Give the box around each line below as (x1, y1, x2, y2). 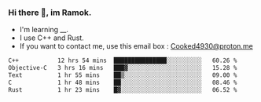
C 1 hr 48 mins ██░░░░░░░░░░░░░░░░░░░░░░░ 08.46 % (8, 78, 237, 86)
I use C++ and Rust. (19, 33, 84, 42)
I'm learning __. (19, 25, 69, 35)
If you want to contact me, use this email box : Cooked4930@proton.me (19, 42, 253, 51)
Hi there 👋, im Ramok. (8, 7, 92, 18)
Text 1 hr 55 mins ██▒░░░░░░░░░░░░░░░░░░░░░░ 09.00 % (8, 71, 237, 79)
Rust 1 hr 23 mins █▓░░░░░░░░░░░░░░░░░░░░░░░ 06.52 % (8, 86, 237, 93)
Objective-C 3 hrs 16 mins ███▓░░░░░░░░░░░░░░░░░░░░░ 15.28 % (8, 64, 237, 72)
